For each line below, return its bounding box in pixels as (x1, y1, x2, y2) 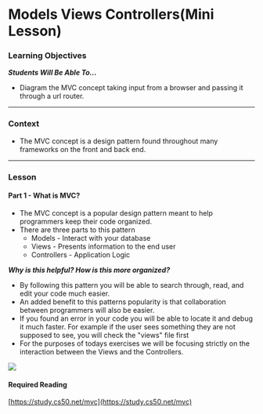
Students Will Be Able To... (8, 68, 97, 78)
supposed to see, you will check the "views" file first (19, 330, 189, 340)
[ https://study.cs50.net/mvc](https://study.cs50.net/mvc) (8, 398, 193, 407)
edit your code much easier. (19, 289, 110, 298)
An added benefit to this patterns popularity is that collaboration (19, 296, 227, 307)
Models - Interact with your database (31, 233, 151, 242)
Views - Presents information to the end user (31, 241, 176, 251)
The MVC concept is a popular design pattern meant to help (19, 208, 214, 217)
